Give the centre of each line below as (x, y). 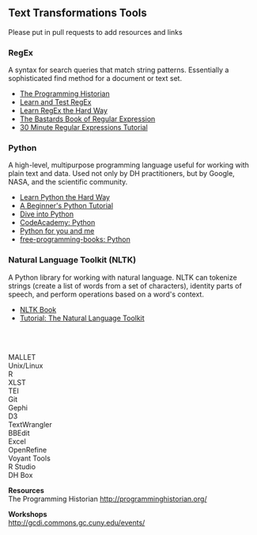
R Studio (22, 466)
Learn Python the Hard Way (65, 197)
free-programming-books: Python (75, 239)
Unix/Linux (26, 365)
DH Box (21, 475)
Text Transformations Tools (78, 13)
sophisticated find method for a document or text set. (95, 78)
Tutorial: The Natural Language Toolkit (82, 318)
